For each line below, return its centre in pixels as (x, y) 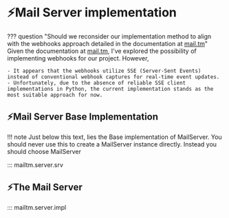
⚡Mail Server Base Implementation (83, 117)
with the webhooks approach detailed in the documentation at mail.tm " (108, 43)
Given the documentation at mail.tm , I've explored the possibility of (102, 51)
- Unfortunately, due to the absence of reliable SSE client (97, 83)
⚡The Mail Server (45, 187)
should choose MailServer (44, 151)
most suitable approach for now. (55, 95)
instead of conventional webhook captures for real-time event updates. (113, 77)
